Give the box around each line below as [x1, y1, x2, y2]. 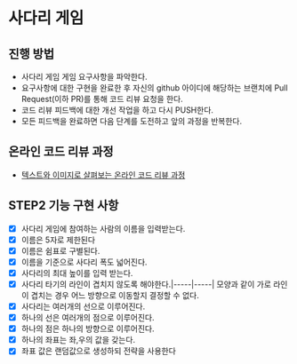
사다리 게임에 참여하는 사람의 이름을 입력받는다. [20, 223, 186, 233]
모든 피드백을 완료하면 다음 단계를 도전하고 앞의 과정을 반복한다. [20, 116, 242, 126]
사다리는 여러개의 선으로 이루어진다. [20, 301, 146, 312]
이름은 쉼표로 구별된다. [20, 245, 100, 256]
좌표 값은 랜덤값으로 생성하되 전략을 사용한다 [20, 345, 177, 356]
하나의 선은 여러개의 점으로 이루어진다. [20, 313, 155, 323]
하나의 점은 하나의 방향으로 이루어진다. [20, 323, 155, 334]
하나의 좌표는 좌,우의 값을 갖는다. [20, 335, 135, 345]
